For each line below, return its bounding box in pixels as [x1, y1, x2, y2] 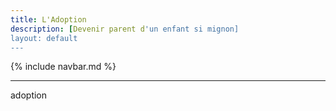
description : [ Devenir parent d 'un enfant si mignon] [10, 24, 240, 34]
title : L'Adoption [10, 14, 87, 25]
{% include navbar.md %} [10, 61, 117, 73]
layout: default [10, 33, 78, 43]
